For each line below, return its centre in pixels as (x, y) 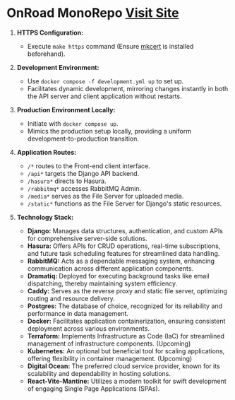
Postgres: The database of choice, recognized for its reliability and (125, 306)
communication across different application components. (110, 268)
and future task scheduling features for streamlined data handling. (123, 253)
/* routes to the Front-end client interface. (89, 166)
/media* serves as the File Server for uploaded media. (106, 196)
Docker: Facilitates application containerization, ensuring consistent (126, 321)
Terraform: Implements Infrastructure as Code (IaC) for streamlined (126, 336)
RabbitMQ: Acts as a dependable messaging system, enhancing (121, 261)
